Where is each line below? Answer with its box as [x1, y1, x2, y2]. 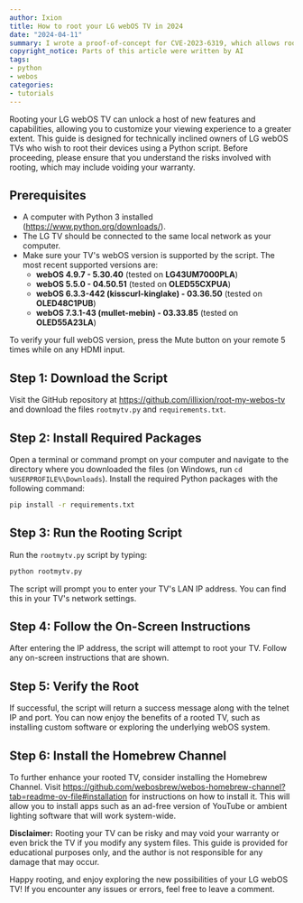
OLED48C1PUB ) [35, 298, 96, 309]
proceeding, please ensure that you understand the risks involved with [9, 152, 271, 163]
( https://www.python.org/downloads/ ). [22, 221, 167, 232]
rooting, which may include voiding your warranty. [9, 162, 196, 172]
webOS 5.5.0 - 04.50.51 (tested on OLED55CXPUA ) [35, 279, 232, 290]
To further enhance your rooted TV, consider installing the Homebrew [9, 771, 268, 782]
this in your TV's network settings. [9, 592, 137, 603]
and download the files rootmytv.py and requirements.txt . [9, 404, 226, 415]
